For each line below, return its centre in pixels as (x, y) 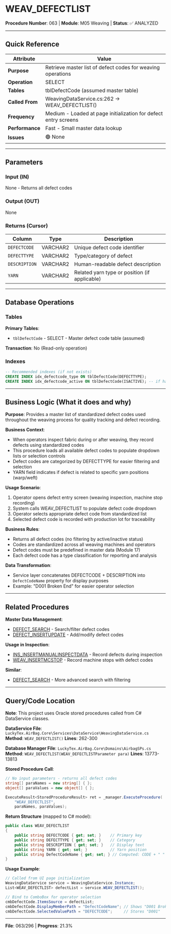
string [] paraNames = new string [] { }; (49, 783)
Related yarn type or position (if (112, 273)
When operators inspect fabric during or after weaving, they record (83, 440)
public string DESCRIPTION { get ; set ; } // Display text (79, 845)
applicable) (88, 279)
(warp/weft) (25, 478)
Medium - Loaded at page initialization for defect (104, 113)
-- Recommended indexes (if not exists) (49, 372)
